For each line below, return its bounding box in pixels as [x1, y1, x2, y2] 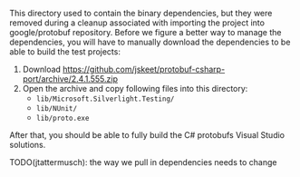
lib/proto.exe [35, 113, 90, 123]
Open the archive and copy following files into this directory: [22, 84, 248, 93]
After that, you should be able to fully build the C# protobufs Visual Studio [9, 130, 285, 140]
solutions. [9, 140, 46, 150]
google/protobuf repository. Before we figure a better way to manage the [9, 27, 282, 37]
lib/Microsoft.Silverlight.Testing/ [35, 94, 175, 103]
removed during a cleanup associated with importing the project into [9, 17, 266, 28]
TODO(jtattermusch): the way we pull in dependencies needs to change [9, 157, 277, 167]
